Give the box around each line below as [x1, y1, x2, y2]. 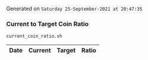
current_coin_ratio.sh [6, 33, 62, 39]
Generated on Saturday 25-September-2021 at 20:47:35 [6, 5, 143, 12]
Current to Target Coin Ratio [6, 20, 89, 28]
